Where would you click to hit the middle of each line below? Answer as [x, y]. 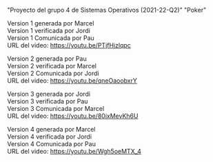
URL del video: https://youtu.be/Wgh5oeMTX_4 [74, 151]
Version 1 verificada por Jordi [49, 31]
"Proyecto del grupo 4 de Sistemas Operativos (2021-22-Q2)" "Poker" [107, 10]
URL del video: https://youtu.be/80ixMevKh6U [73, 116]
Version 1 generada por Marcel [51, 23]
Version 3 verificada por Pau [48, 101]
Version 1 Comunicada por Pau [51, 38]
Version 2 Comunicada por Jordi [53, 73]
